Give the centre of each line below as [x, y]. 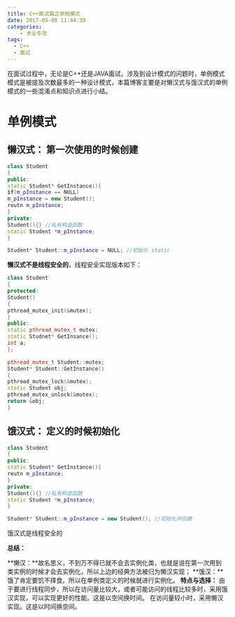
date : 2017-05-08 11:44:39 [47, 20]
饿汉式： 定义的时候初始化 [64, 431]
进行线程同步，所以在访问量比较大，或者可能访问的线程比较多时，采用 [120, 589]
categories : [24, 27]
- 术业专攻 [34, 33]
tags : [15, 40]
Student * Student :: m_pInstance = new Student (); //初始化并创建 [100, 519]
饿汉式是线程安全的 [35, 533]
